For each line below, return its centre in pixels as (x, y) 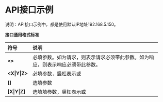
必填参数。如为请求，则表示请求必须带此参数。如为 (91, 57)
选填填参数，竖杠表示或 (59, 92)
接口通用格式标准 (22, 34)
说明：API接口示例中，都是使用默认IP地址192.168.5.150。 (62, 24)
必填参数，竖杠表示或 (57, 73)
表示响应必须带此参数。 (74, 65)
